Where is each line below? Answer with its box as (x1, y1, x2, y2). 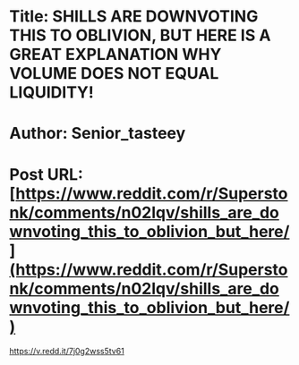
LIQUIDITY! (9, 82, 94, 103)
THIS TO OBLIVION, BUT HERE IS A (9, 25, 271, 46)
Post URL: (9, 164, 83, 184)
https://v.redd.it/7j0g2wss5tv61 (9, 346, 125, 357)
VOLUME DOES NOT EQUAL (9, 64, 219, 84)
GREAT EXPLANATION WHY (9, 45, 222, 64)
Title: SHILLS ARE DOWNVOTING (9, 6, 259, 27)
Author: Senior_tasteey (9, 123, 186, 144)
